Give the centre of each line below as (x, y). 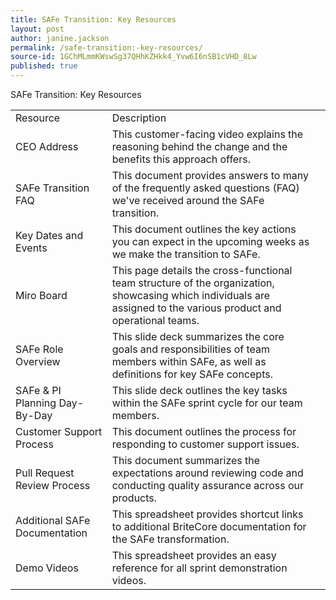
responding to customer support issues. (205, 444)
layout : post (37, 29)
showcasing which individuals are (191, 295)
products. (134, 498)
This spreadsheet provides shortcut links (207, 514)
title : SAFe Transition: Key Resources (93, 19)
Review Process (53, 485)
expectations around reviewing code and (207, 473)
